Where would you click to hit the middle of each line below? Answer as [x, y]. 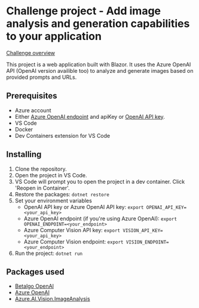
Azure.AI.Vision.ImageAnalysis [53, 299]
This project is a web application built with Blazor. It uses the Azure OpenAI [99, 64]
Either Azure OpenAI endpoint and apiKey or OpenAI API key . [90, 116]
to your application [54, 36]
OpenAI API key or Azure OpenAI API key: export [84, 207]
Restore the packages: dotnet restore [62, 194]
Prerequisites [32, 96]
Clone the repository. [41, 169]
